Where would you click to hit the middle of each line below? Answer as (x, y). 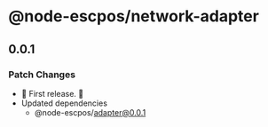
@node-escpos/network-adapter (134, 16)
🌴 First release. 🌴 (52, 93)
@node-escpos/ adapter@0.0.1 (90, 112)
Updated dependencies (64, 103)
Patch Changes (42, 75)
